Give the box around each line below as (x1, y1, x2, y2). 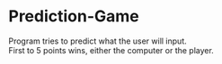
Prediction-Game (8, 6, 140, 27)
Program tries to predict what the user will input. (8, 36, 187, 46)
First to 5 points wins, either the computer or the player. (8, 44, 215, 55)
